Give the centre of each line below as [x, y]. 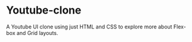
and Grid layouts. [37, 33]
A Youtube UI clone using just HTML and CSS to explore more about [89, 27]
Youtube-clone [44, 10]
